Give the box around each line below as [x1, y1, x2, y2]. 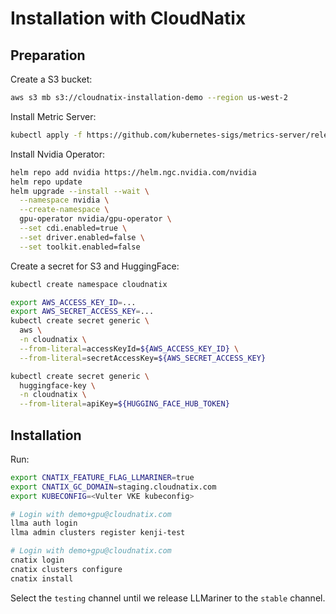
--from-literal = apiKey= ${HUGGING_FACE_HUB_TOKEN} [19, 399, 230, 409]
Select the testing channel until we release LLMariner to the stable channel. [10, 592, 326, 604]
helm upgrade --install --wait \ [10, 186, 150, 196]
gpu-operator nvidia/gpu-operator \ [19, 214, 172, 224]
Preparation [10, 47, 86, 64]
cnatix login [10, 555, 65, 566]
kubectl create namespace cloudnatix [10, 279, 168, 289]
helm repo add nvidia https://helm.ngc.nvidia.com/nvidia [10, 167, 257, 177]
